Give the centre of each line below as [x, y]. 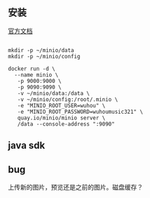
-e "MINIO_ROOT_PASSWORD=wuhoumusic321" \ [80, 112]
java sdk [27, 146]
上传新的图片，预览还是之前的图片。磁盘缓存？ [75, 187]
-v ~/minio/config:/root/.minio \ [68, 99]
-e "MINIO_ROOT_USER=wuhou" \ [61, 105]
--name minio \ [36, 75]
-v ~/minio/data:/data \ [54, 93]
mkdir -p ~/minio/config [44, 56]
